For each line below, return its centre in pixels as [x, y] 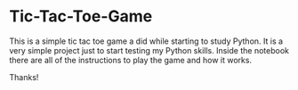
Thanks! [24, 77]
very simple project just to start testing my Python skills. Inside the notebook [149, 50]
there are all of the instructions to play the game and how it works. [130, 60]
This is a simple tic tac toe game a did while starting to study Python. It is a [146, 41]
